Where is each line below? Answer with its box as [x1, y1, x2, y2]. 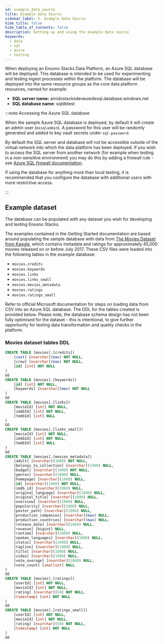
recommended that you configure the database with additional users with [5, 174, 152, 180]
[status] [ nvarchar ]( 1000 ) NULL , [14, 540, 81, 545]
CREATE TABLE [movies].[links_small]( [5, 427, 83, 432]
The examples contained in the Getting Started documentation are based [5, 231, 151, 237]
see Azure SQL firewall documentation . [5, 160, 83, 166]
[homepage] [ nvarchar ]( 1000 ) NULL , [14, 477, 86, 482]
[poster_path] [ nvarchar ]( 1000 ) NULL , [14, 508, 92, 513]
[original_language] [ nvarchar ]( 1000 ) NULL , [14, 490, 105, 495]
